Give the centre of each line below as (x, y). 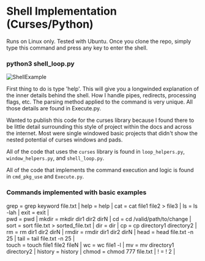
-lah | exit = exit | (28, 212)
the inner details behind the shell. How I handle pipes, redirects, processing (101, 96)
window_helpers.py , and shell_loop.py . (55, 158)
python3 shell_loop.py (40, 64)
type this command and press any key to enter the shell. (77, 48)
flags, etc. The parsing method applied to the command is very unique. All (99, 102)
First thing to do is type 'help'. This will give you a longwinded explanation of (102, 89)
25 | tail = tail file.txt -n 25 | (41, 238)
